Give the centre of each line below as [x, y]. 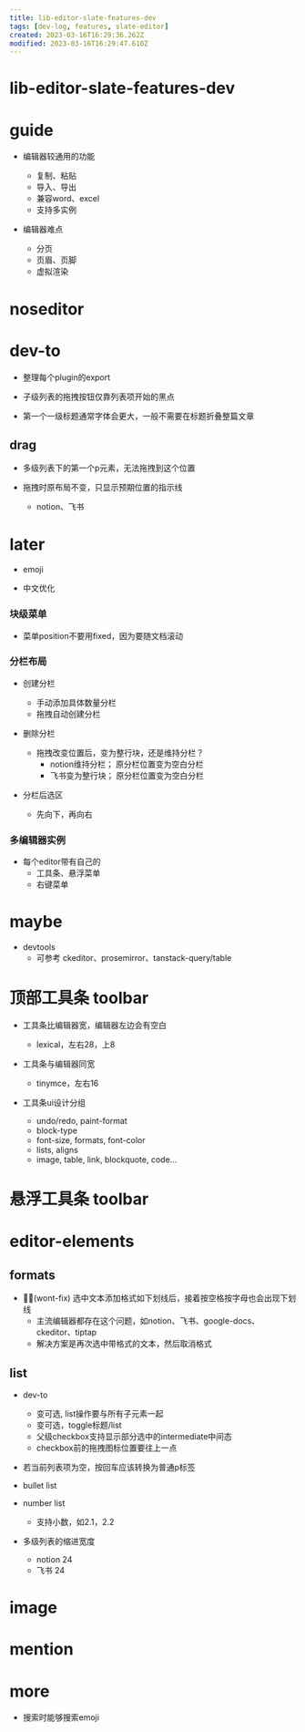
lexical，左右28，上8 [76, 1045]
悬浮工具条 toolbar [79, 1199]
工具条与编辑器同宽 [59, 1064]
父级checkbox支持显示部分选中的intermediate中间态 [134, 1437]
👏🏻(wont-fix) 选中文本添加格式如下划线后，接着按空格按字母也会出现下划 [159, 1298]
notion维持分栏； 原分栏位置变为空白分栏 [127, 764]
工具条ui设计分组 [54, 1103]
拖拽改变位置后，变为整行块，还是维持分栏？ [120, 752]
